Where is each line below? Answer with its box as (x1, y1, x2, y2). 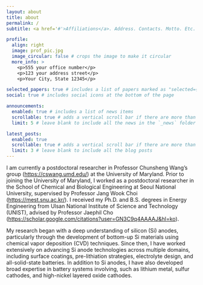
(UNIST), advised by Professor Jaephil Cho (6, 209, 114, 216)
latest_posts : (6, 131, 42, 137)
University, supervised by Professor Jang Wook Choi (6, 190, 138, 196)
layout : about (6, 8, 42, 15)
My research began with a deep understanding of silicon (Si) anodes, (6, 227, 179, 234)
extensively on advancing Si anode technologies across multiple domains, (6, 246, 190, 253)
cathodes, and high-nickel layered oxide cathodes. (6, 272, 133, 279)
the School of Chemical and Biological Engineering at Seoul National (6, 183, 176, 190)
